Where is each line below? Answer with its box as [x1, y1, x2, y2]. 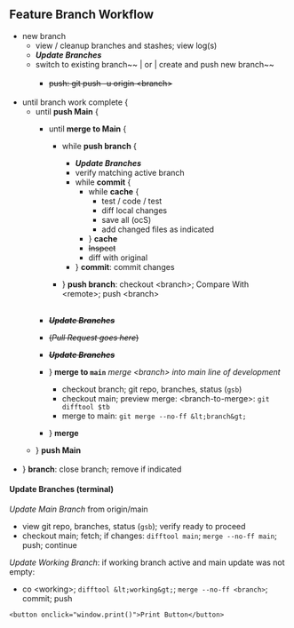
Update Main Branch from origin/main [9, 504, 148, 514]
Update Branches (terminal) [9, 484, 114, 495]
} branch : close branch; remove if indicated [21, 464, 182, 474]
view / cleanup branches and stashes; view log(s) [35, 40, 218, 51]
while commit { [75, 177, 131, 187]
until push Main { [35, 106, 99, 116]
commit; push [21, 593, 73, 604]
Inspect [88, 242, 116, 253]
